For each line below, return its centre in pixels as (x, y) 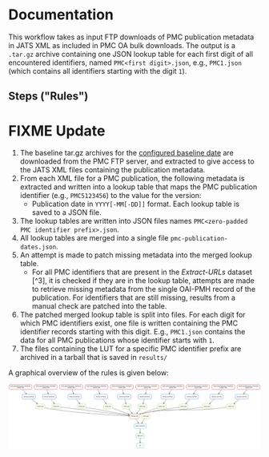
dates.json (38, 247)
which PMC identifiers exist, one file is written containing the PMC (129, 323)
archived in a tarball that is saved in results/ (94, 358)
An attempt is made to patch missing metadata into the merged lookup (136, 255)
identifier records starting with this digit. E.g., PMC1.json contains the (132, 332)
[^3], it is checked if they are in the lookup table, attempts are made (143, 281)
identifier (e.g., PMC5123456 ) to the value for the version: (110, 196)
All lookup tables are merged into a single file (94, 238)
